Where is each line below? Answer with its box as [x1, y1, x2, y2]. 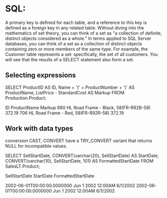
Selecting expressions [5, 71, 76, 80]
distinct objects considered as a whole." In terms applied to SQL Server [5, 35, 152, 41]
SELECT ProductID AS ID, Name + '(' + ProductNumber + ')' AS [5, 84, 135, 90]
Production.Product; [5, 95, 46, 101]
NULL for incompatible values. [5, 143, 67, 149]
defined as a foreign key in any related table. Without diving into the [5, 24, 145, 30]
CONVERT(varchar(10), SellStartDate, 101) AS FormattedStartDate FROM [5, 158, 154, 164]
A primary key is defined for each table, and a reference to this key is [5, 19, 147, 25]
